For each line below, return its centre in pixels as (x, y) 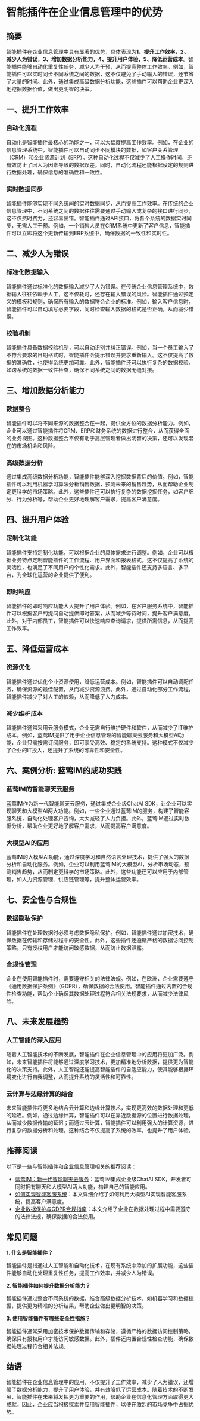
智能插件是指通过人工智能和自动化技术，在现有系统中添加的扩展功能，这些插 (100, 1265)
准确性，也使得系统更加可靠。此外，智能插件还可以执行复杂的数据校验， (105, 362)
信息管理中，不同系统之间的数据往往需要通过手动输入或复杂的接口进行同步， (100, 210)
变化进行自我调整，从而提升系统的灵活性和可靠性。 (74, 1077)
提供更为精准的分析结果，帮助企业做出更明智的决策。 (82, 1306)
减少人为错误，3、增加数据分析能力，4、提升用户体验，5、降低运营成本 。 (97, 59)
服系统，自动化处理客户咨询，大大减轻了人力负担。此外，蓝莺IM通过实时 (95, 818)
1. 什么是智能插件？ (30, 1252)
